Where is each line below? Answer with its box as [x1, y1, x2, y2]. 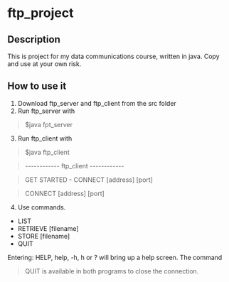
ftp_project [7, 5, 74, 21]
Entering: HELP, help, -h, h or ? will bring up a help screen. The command [7, 253, 223, 261]
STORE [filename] [17, 232, 70, 240]
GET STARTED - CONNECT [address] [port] [24, 175, 153, 184]
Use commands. [17, 202, 66, 211]
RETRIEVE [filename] [17, 224, 80, 232]
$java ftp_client [24, 148, 70, 156]
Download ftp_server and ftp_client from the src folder [17, 99, 176, 107]
